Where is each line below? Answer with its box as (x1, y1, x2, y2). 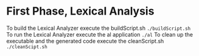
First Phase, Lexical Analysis (6, 4, 155, 18)
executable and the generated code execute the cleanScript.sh (6, 37, 164, 44)
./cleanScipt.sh (6, 44, 47, 50)
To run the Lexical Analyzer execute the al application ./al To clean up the (6, 30, 194, 38)
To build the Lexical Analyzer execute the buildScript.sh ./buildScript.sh (6, 24, 190, 32)
